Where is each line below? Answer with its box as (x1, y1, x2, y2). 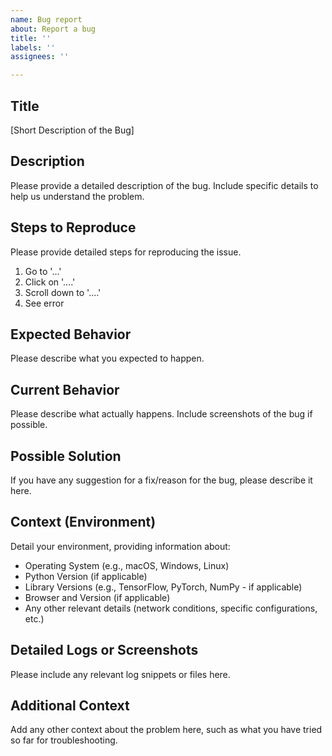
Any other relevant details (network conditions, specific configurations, (24, 602, 318, 614)
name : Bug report (10, 14, 83, 25)
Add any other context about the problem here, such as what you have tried (10, 724, 323, 736)
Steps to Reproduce (10, 219, 137, 236)
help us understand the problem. (10, 190, 145, 202)
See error (24, 297, 65, 309)
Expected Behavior (10, 326, 132, 343)
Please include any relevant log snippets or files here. (10, 668, 231, 680)
